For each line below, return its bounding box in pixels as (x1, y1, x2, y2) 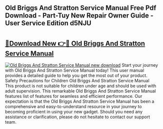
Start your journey (122, 62, 158, 68)
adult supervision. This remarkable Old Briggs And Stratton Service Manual (5, 88, 156, 94)
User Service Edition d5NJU (5, 19, 92, 27)
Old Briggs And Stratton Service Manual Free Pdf (5, 4, 157, 12)
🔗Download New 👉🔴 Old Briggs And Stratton (5, 39, 145, 48)
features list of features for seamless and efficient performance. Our (5, 93, 143, 99)
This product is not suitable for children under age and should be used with (5, 83, 156, 89)
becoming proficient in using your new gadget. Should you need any (5, 109, 143, 114)
